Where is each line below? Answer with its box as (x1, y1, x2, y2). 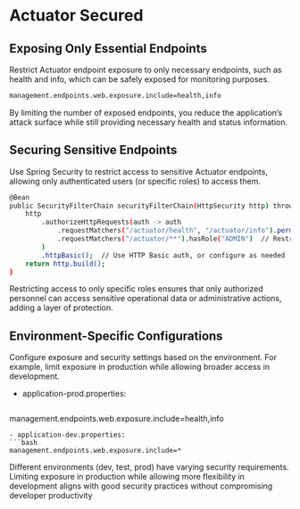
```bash (9, 439, 38, 447)
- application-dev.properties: (9, 431, 126, 439)
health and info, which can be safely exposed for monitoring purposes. (9, 74, 270, 85)
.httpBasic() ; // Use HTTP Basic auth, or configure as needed (41, 250, 286, 259)
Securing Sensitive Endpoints (9, 143, 178, 158)
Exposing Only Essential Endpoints (9, 41, 207, 56)
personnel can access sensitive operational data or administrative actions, (9, 293, 283, 304)
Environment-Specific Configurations (9, 328, 223, 343)
